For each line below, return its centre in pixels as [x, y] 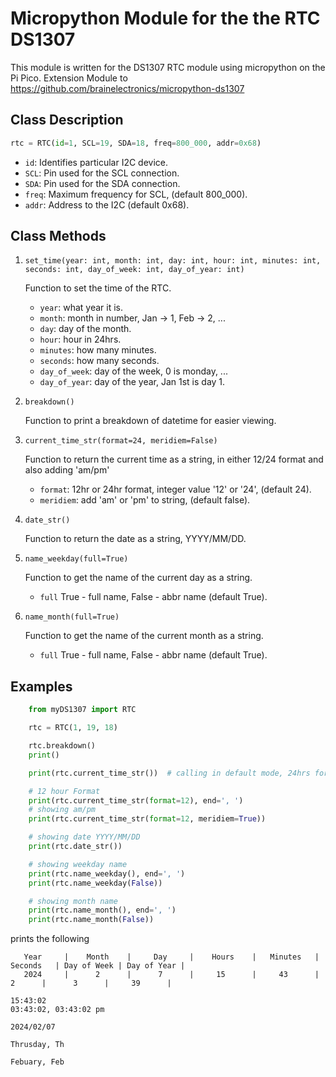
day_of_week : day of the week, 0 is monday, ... [133, 371]
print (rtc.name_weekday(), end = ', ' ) [107, 873]
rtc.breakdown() [62, 746]
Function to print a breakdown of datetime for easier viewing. [150, 421]
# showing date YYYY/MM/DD [84, 837]
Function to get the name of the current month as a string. [144, 636]
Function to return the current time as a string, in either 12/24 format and [174, 459]
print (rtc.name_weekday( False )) [95, 883]
